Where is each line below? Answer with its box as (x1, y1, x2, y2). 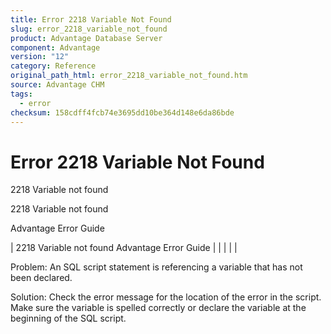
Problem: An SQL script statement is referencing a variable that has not (10, 261, 303, 273)
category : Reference (10, 61, 97, 71)
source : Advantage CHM (10, 80, 105, 90)
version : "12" (10, 52, 70, 62)
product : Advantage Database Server (10, 33, 163, 43)
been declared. (10, 272, 73, 284)
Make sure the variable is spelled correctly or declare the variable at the (10, 302, 307, 314)
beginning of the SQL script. (10, 312, 127, 325)
